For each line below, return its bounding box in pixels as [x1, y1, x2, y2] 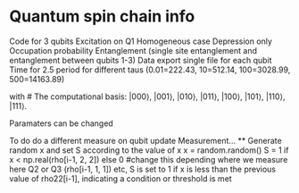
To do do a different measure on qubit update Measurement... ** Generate [9, 135, 283, 146]
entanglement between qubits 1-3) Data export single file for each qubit [9, 55, 272, 65]
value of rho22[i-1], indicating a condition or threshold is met [9, 172, 232, 184]
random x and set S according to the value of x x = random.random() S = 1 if [9, 145, 289, 155]
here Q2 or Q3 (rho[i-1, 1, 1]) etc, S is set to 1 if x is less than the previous [9, 164, 277, 174]
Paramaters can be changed [9, 118, 113, 129]
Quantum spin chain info [9, 6, 195, 27]
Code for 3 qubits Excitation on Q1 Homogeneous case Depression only [9, 36, 272, 46]
